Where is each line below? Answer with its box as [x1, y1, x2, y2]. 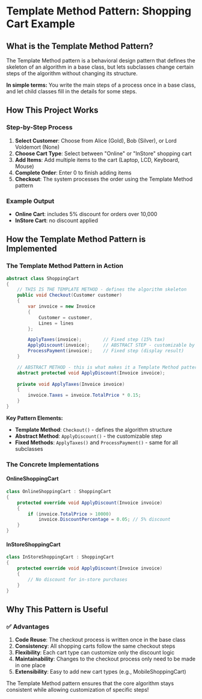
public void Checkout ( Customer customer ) [17, 292, 122, 299]
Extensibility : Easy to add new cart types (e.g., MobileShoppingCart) [14, 668, 186, 676]
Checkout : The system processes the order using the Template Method [14, 175, 193, 182]
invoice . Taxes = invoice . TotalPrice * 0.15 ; [28, 393, 141, 399]
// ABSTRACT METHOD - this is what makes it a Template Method [17, 364, 179, 370]
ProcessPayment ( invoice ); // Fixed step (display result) [28, 348, 185, 354]
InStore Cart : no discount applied [14, 217, 98, 224]
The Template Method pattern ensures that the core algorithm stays [6, 680, 174, 687]
